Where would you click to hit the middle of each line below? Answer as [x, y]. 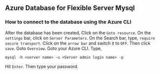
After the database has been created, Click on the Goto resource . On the [78, 33]
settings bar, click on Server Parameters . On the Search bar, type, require [80, 38]
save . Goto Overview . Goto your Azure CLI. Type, [54, 48]
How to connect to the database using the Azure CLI [68, 22]
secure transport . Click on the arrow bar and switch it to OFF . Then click [78, 43]
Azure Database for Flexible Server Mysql [70, 8]
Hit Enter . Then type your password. [42, 66]
